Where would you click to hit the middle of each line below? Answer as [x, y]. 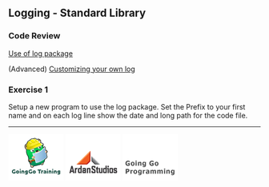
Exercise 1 [28, 90]
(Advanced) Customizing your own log [72, 69]
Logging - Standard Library [77, 13]
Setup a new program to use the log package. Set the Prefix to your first [127, 106]
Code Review [34, 36]
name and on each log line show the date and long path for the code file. [128, 115]
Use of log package [41, 53]
